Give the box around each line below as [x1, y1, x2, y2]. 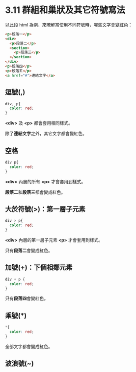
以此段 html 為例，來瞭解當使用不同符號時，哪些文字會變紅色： [5, 22, 133, 28]
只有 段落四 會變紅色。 [5, 295, 48, 301]
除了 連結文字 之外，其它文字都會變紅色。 [5, 130, 87, 136]
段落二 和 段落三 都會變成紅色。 [5, 189, 65, 195]
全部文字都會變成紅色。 [5, 343, 53, 349]
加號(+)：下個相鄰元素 [5, 263, 73, 272]
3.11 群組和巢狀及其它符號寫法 [5, 4, 126, 16]
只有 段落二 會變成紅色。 [5, 248, 53, 253]
